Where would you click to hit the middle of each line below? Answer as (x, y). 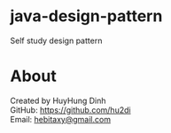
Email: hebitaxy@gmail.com (61, 119)
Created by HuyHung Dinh (58, 100)
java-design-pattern (86, 16)
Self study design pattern (56, 41)
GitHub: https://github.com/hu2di (70, 110)
